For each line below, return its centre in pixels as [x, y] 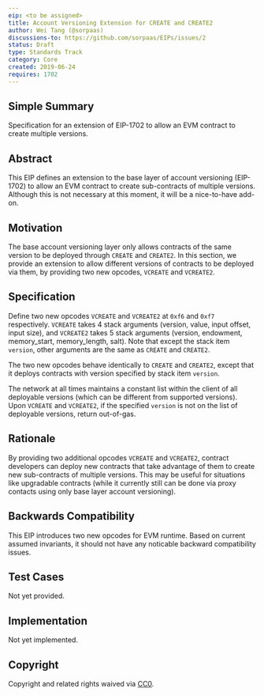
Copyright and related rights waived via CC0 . [81, 683]
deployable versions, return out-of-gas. [72, 414]
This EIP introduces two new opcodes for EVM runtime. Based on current [127, 535]
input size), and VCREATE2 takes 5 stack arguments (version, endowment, [125, 332]
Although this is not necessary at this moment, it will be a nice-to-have [123, 195]
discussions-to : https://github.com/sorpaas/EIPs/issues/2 [107, 38]
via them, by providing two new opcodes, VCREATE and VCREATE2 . [112, 272]
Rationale [32, 439]
